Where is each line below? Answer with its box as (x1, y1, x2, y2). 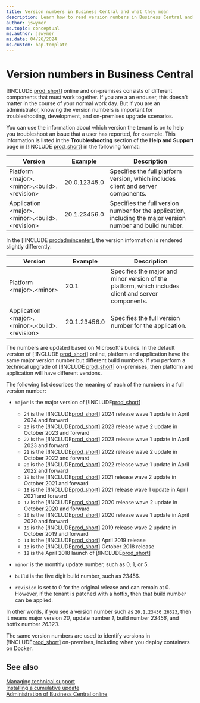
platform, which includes (111, 282, 180, 290)
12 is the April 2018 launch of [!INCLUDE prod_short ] (23, 549, 151, 556)
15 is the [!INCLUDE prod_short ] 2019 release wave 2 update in (23, 524, 177, 531)
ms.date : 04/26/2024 (6, 36, 58, 42)
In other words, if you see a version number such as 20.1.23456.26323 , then (6, 608, 192, 615)
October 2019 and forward (23, 530, 89, 537)
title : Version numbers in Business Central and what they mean (6, 8, 169, 15)
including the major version (110, 214, 186, 222)
